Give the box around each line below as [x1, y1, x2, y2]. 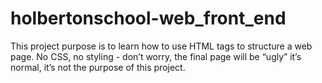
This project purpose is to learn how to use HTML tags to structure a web [10, 40, 313, 52]
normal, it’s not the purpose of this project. [10, 61, 186, 73]
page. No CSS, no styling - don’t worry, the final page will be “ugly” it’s [10, 50, 302, 62]
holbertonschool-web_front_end [10, 7, 287, 30]
